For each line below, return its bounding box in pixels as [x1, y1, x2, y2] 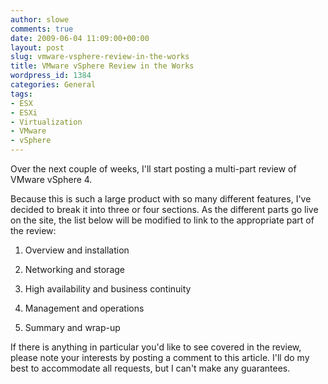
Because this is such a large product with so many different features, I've [10, 193, 312, 205]
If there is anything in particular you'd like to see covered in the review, [10, 341, 302, 353]
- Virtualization [10, 117, 83, 127]
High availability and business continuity [24, 283, 192, 295]
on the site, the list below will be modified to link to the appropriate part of [10, 214, 315, 226]
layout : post [10, 42, 65, 53]
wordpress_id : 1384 [10, 71, 92, 81]
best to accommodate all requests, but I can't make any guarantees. [10, 362, 291, 374]
